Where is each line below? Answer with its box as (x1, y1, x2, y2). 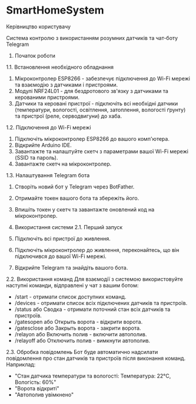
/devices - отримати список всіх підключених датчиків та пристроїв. (14, 299, 188, 306)
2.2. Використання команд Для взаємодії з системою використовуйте (6, 275, 184, 283)
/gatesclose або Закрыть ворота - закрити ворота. (14, 324, 141, 332)
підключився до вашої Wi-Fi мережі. (14, 253, 107, 260)
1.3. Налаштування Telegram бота (6, 171, 90, 178)
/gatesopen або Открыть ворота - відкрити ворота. (14, 318, 143, 325)
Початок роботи (14, 52, 56, 59)
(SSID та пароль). (14, 154, 58, 161)
